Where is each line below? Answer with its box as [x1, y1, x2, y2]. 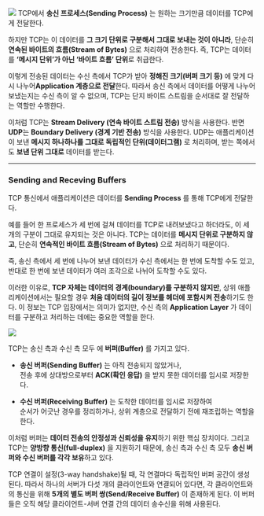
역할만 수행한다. [16, 101, 65, 110]
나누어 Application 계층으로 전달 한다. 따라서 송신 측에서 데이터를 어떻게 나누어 [16, 81, 256, 90]
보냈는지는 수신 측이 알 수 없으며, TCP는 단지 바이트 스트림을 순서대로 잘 [8, 91, 229, 100]
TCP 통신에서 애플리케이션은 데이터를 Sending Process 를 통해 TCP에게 [8, 193, 233, 203]
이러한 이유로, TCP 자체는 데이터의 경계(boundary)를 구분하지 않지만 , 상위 [8, 283, 236, 293]
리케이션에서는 [8, 293, 53, 302]
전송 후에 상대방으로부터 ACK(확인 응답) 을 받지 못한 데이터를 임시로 [19, 370, 229, 380]
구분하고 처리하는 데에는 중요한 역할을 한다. [22, 312, 156, 322]
